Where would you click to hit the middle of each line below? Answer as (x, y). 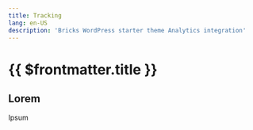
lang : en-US (28, 23)
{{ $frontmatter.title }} (83, 69)
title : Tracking (35, 15)
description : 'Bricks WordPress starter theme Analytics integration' (127, 30)
